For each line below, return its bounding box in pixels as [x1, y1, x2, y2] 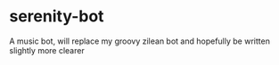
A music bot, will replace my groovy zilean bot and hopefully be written [9, 36, 270, 46]
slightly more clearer [9, 45, 85, 55]
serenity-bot [9, 6, 104, 27]
